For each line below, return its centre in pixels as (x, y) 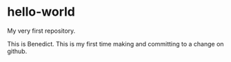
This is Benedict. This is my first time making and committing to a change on (115, 44)
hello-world (41, 12)
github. (17, 51)
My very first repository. (41, 31)
